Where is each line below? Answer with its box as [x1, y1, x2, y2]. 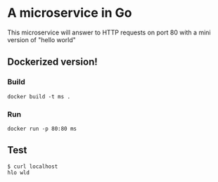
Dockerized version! [7, 56, 98, 68]
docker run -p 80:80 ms [7, 125, 77, 132]
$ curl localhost [7, 163, 58, 170]
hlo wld [7, 169, 30, 176]
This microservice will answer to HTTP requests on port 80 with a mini [7, 28, 211, 37]
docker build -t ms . [7, 93, 71, 100]
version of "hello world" [7, 35, 76, 44]
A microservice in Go [7, 5, 132, 21]
